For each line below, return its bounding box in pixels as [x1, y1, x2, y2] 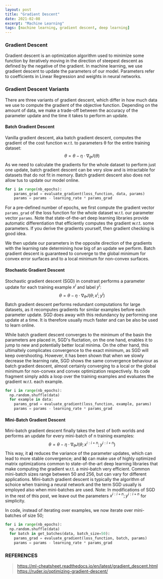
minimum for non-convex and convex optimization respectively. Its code [5, 368, 150, 374]
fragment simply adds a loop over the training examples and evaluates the [5, 373, 154, 379]
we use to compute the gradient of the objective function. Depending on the [5, 102, 158, 108]
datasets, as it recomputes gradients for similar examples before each [5, 306, 145, 312]
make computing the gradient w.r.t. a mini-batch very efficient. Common [5, 466, 150, 472]
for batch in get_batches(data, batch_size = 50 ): [9, 531, 110, 536]
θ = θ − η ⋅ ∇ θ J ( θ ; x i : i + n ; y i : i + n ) [48, 441, 116, 449]
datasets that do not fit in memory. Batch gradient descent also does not [5, 172, 151, 178]
